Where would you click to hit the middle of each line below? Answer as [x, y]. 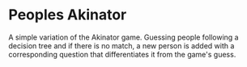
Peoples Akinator [68, 15]
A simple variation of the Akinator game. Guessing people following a [123, 37]
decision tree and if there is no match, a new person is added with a [121, 45]
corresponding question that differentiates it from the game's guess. [122, 54]
